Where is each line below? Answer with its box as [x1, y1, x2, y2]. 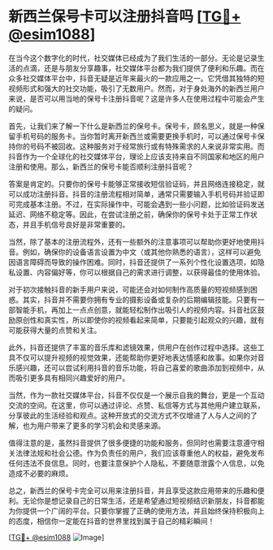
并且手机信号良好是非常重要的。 [22, 219, 130, 229]
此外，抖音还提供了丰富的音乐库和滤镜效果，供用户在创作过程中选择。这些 [8, 342, 258, 352]
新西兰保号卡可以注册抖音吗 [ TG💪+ [8, 7, 241, 26]
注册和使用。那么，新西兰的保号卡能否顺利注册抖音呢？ [8, 162, 193, 171]
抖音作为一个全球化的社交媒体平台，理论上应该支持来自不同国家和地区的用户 [8, 151, 265, 161]
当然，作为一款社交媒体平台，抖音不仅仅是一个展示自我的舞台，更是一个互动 [8, 390, 265, 400]
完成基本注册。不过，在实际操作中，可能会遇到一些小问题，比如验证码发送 [15, 199, 265, 209]
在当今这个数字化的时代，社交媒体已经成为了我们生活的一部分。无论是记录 [8, 53, 258, 63]
